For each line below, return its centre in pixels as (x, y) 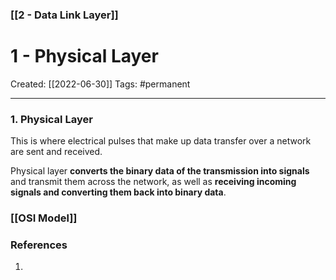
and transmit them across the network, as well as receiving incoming (153, 182)
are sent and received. (56, 152)
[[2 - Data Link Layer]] (64, 15)
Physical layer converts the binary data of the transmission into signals (160, 171)
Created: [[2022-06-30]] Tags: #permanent (100, 84)
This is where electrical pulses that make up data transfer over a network (161, 141)
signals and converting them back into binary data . (118, 192)
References (39, 245)
